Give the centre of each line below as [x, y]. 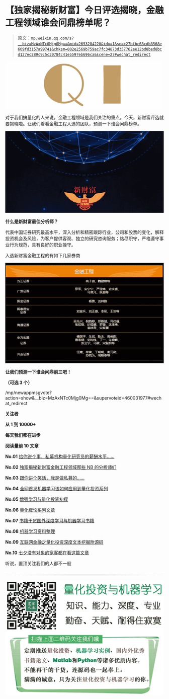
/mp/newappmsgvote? [28, 393]
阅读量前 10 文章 [22, 445]
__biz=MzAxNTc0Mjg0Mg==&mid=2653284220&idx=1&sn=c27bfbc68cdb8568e [90, 44]
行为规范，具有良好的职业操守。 [43, 245]
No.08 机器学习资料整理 [30, 531]
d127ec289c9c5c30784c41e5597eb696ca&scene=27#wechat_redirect [84, 54]
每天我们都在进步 [23, 435]
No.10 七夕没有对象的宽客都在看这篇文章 [47, 553]
